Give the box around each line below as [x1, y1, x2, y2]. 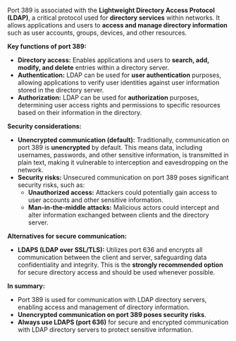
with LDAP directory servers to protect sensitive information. [17, 325, 194, 334]
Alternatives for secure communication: [7, 232, 128, 240]
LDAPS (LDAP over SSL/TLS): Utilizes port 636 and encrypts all [17, 246, 203, 253]
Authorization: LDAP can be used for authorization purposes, [17, 93, 199, 102]
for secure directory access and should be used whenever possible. [17, 268, 216, 276]
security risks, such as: [17, 181, 85, 189]
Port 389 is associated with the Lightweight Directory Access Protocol [7, 6, 215, 14]
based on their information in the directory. [17, 109, 142, 116]
